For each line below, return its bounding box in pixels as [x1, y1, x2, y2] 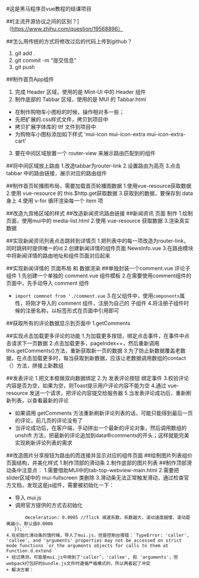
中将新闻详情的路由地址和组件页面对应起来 [6, 252, 110, 259]
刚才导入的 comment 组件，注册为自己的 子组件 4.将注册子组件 [30, 299, 184, 307]
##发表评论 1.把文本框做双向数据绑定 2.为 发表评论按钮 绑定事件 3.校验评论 [6, 375, 189, 381]
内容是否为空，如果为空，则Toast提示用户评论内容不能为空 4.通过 [6, 382, 166, 389]
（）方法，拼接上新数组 [6, 362, 64, 369]
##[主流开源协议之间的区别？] [6, 18, 79, 25]
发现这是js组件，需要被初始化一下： [26, 482, 115, 488]
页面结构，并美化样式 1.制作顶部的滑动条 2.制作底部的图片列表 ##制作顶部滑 [6, 459, 192, 466]
